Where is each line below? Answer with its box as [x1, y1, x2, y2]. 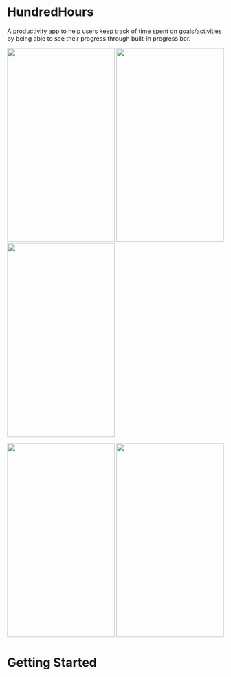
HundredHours [7, 4, 94, 20]
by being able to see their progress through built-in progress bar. [7, 34, 191, 42]
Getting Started [7, 655, 98, 671]
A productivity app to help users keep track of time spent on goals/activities [7, 27, 222, 35]
